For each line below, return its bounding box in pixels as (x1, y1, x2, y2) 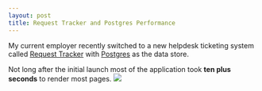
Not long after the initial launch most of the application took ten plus (8, 64, 232, 74)
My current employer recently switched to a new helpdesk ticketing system (8, 40, 254, 50)
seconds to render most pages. (8, 74, 112, 83)
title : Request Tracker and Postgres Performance (8, 19, 176, 27)
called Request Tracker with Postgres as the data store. (8, 49, 189, 59)
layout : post (8, 11, 52, 20)
